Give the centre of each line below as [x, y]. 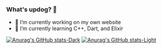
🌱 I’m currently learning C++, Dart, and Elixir [69, 28]
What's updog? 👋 [32, 9]
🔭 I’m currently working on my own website [68, 22]
